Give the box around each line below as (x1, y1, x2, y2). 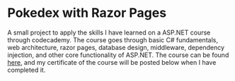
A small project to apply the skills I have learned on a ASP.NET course (7, 28, 211, 37)
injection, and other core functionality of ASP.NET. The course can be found (7, 51, 229, 59)
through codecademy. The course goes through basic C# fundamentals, (7, 35, 218, 44)
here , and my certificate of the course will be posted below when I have (7, 58, 217, 66)
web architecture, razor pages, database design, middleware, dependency (7, 43, 225, 51)
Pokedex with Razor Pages (7, 5, 167, 21)
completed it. (7, 66, 46, 74)
